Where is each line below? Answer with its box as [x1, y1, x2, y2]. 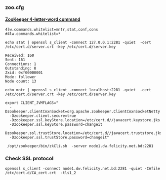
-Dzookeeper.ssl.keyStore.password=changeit [9, 122, 103, 127]
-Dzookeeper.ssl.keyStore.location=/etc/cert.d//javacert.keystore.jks [9, 118, 161, 123]
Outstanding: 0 [5, 66, 37, 71]
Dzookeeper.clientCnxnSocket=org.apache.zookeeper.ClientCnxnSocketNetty [5, 109, 161, 114]
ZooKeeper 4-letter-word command [5, 16, 81, 22]
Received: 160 [5, 53, 35, 58]
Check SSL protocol [5, 155, 54, 162]
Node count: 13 [5, 79, 37, 84]
